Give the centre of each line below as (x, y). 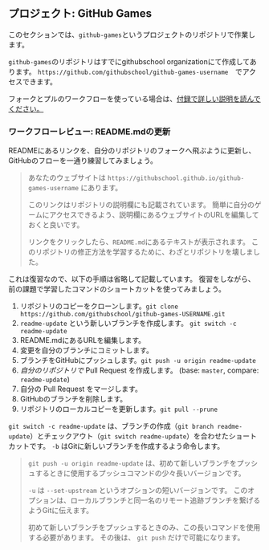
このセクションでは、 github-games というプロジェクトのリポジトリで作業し (132, 35)
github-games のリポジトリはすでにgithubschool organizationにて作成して (129, 61)
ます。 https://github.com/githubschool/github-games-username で (128, 71)
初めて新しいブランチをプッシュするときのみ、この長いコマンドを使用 (144, 528)
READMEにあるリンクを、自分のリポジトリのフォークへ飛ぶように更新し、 (132, 151)
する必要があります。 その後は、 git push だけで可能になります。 (136, 538)
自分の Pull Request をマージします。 (81, 389)
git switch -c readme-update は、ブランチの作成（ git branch (111, 426)
